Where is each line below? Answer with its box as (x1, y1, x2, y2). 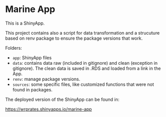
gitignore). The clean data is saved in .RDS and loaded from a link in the (12, 65, 161, 71)
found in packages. (12, 86, 53, 92)
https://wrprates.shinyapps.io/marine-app (5, 106, 92, 112)
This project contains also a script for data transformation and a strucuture (5, 30, 160, 36)
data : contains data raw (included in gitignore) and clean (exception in (12, 60, 158, 66)
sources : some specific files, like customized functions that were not (12, 81, 154, 87)
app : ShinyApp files (12, 54, 52, 61)
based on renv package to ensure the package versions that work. (5, 35, 143, 41)
